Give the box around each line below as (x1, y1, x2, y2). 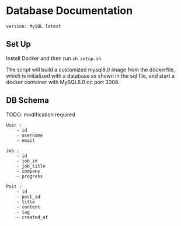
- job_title (16, 163, 46, 169)
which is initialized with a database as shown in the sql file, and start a (6, 72, 175, 79)
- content (16, 204, 41, 210)
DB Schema (6, 95, 50, 106)
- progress (16, 173, 43, 179)
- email (16, 137, 35, 144)
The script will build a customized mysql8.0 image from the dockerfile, (6, 66, 175, 73)
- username (16, 133, 43, 138)
